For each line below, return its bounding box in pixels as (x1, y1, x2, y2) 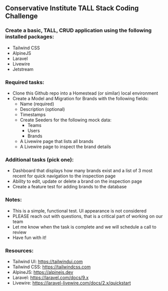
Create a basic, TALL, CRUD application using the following (5, 27, 152, 34)
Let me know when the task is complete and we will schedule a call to (12, 224, 156, 230)
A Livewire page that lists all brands (20, 138, 94, 144)
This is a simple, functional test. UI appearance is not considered (12, 207, 147, 213)
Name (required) (20, 101, 54, 107)
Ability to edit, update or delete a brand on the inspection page (12, 178, 142, 184)
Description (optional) (20, 106, 65, 112)
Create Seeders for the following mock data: (20, 117, 112, 123)
